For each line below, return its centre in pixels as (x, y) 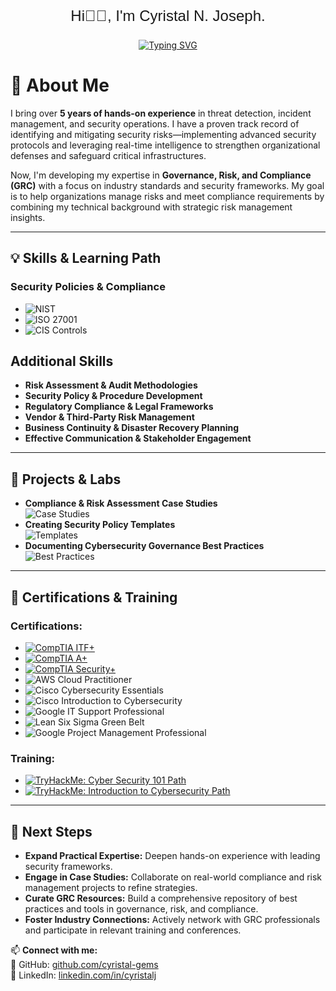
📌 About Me (60, 85)
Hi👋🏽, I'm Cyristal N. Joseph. (168, 16)
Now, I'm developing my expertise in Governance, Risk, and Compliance (161, 175)
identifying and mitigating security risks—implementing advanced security (163, 134)
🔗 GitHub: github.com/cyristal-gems (84, 965)
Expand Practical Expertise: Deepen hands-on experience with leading (172, 856)
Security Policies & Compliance (88, 287)
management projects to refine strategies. (111, 888)
